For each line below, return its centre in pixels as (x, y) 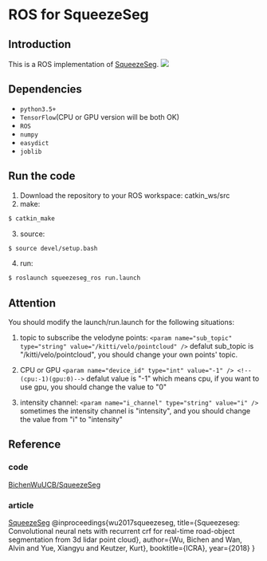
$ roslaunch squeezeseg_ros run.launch (75, 278)
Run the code (42, 176)
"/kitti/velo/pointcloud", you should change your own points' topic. (128, 355)
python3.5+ (38, 109)
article (21, 505)
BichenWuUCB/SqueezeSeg (55, 484)
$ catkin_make (32, 218)
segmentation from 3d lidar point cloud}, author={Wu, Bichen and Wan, (126, 539)
